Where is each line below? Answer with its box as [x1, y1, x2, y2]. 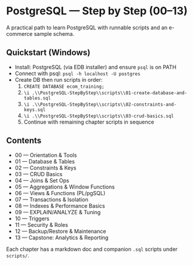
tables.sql [23, 95, 51, 101]
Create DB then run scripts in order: [14, 76, 103, 83]
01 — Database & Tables [14, 158, 75, 165]
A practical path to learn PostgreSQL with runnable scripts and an [6, 24, 168, 31]
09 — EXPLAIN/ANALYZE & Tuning [14, 208, 101, 215]
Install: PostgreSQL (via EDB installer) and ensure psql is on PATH [14, 63, 177, 70]
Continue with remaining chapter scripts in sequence [23, 118, 154, 125]
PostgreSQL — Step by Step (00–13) [6, 4, 188, 18]
